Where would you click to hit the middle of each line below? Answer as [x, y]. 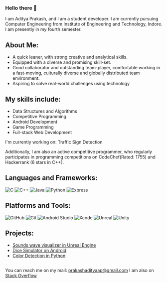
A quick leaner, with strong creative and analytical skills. [70, 57]
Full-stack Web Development [42, 132]
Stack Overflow [21, 276]
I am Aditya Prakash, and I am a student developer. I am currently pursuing [82, 19]
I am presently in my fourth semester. [43, 29]
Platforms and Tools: [38, 206]
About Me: [22, 45]
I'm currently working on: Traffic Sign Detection [54, 142]
